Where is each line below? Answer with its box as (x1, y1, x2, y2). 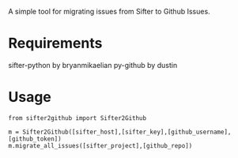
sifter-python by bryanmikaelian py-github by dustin (8, 60, 178, 70)
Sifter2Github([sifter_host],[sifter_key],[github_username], (22, 128, 232, 136)
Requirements (8, 35, 103, 52)
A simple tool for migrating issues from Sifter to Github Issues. (8, 7, 211, 16)
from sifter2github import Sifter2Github (8, 114, 147, 122)
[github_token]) (8, 134, 62, 143)
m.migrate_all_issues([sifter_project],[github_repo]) (8, 141, 193, 149)
